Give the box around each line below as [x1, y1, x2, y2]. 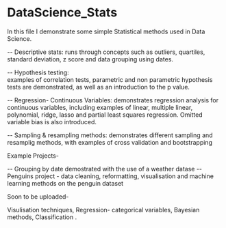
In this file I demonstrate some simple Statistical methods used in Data [7, 27, 205, 35]
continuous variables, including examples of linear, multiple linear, [7, 103, 193, 111]
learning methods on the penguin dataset [7, 179, 124, 187]
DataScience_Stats [7, 5, 118, 20]
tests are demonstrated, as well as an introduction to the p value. [7, 83, 190, 91]
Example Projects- [7, 152, 60, 160]
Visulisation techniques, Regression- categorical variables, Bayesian [7, 205, 200, 214]
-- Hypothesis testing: [7, 68, 70, 76]
